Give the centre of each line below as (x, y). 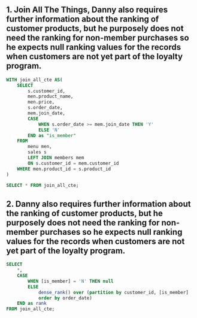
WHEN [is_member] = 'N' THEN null (71, 281)
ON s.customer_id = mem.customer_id (73, 163)
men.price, (41, 102)
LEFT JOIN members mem (56, 158)
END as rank (32, 304)
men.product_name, (51, 96)
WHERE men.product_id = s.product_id (64, 169)
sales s (37, 152)
